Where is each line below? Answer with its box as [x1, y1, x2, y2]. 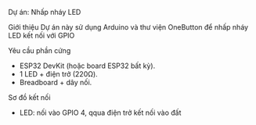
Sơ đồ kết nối [8, 93, 51, 102]
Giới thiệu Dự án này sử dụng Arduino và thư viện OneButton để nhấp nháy [8, 23, 249, 31]
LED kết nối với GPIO [8, 31, 75, 40]
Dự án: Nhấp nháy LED [8, 8, 81, 16]
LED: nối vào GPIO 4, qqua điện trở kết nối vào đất [19, 108, 182, 117]
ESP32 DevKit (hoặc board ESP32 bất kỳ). [19, 61, 156, 70]
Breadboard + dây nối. [19, 78, 92, 87]
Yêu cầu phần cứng [8, 46, 71, 55]
